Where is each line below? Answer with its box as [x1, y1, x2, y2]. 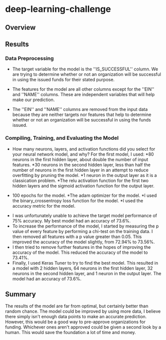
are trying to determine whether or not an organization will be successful [12, 71, 161, 77]
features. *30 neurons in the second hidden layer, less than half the [12, 162, 151, 168]
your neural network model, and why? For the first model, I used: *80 [12, 151, 154, 157]
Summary [5, 290, 36, 298]
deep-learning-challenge [5, 3, 111, 15]
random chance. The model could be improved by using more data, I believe [5, 308, 161, 314]
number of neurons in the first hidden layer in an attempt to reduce [12, 167, 149, 173]
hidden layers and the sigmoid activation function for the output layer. [12, 182, 155, 189]
